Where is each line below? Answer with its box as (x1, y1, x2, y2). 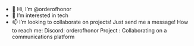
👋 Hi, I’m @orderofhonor (11, 6, 71, 12)
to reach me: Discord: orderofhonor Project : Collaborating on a (11, 27, 167, 34)
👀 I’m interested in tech (11, 12, 68, 19)
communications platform (11, 33, 75, 40)
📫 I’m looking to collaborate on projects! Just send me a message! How (11, 18, 189, 25)
